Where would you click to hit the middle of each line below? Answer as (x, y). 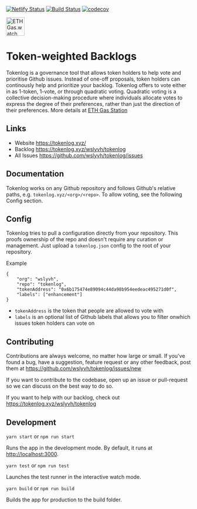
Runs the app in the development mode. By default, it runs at (79, 448)
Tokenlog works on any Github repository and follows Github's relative (91, 188)
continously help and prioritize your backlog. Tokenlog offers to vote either (96, 85)
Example (17, 263)
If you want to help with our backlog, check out (63, 398)
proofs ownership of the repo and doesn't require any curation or (85, 239)
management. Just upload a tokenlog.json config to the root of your (89, 246)
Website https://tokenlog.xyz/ (50, 143)
